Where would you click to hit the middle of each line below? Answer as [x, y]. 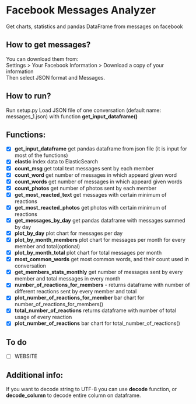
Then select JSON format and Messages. [56, 77]
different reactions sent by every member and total [76, 292]
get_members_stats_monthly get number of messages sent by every [99, 272]
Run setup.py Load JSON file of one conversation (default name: [84, 110]
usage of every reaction [43, 317]
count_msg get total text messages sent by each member [84, 168]
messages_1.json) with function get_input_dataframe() [72, 116]
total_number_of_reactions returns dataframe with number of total [95, 310]
